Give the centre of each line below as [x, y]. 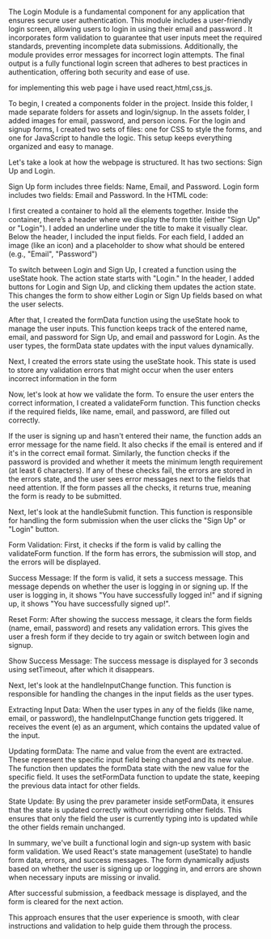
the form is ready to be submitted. [65, 496]
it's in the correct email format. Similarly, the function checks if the [119, 453]
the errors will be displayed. [55, 562]
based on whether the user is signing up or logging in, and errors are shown [135, 868]
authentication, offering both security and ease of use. [99, 72]
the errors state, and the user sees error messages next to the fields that [129, 479]
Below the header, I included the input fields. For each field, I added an [126, 237]
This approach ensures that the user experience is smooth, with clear [124, 917]
